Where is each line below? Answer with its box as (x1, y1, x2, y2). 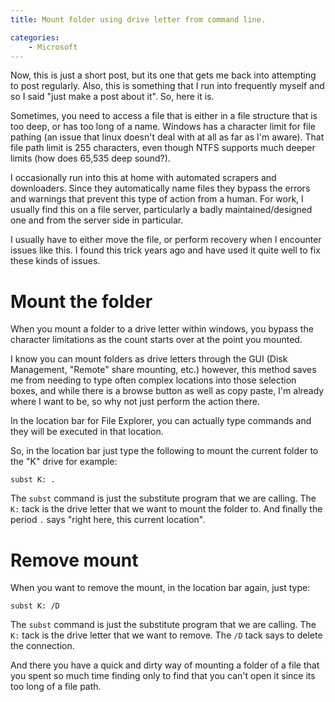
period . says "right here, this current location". (10, 514, 206, 526)
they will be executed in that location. (10, 426, 164, 438)
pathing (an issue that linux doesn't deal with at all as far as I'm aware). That (10, 131, 325, 143)
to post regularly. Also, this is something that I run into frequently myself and (10, 80, 325, 92)
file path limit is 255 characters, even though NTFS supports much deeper (10, 142, 316, 154)
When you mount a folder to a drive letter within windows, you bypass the (10, 323, 314, 335)
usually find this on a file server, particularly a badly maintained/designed (10, 204, 313, 216)
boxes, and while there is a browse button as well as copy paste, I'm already (10, 385, 325, 397)
